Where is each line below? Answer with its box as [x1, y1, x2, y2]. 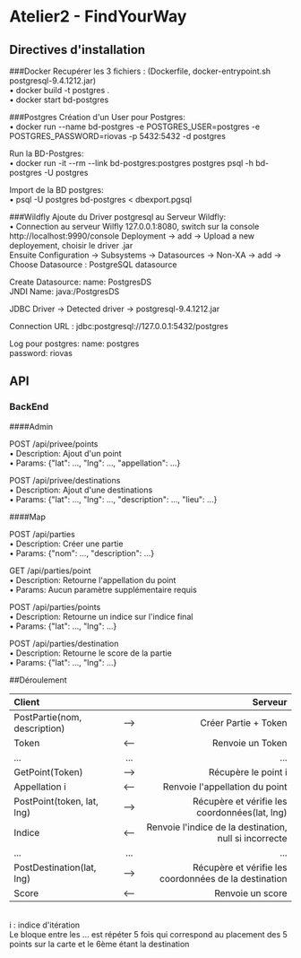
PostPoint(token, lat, [13, 795, 99, 807]
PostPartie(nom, [13, 710, 82, 723]
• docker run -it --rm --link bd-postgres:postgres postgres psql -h [9, 158, 254, 168]
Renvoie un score [214, 886, 288, 899]
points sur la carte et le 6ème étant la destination [9, 938, 190, 949]
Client [13, 695, 40, 708]
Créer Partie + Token [200, 716, 288, 728]
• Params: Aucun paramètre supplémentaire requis [9, 584, 197, 595]
